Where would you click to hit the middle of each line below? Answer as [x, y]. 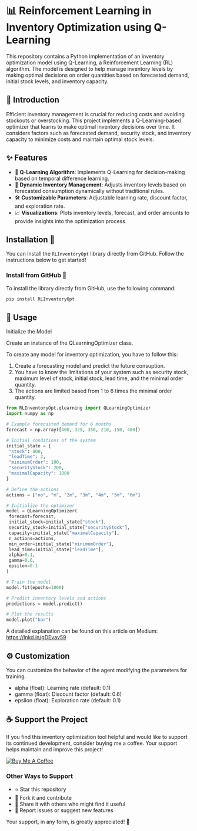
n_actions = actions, [33, 538]
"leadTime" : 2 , [27, 457]
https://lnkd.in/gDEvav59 [36, 637]
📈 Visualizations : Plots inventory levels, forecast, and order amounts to [102, 212]
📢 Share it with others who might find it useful [70, 804]
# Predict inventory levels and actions [56, 598]
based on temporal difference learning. [62, 178]
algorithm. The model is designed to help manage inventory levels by [90, 68]
